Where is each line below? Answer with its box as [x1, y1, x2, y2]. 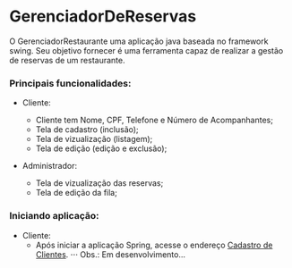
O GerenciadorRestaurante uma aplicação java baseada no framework [9, 36, 269, 46]
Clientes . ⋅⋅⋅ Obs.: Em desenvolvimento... [35, 248, 186, 260]
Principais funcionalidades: [9, 77, 132, 89]
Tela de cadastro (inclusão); [35, 124, 139, 135]
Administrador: [21, 161, 78, 172]
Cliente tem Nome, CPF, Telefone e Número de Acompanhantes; [35, 114, 273, 126]
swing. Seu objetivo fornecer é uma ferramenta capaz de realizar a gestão [9, 45, 284, 55]
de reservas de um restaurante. [9, 54, 125, 65]
